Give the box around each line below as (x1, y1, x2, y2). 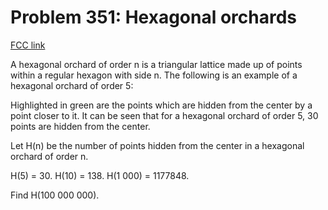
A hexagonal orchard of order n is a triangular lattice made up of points (10, 58, 303, 70)
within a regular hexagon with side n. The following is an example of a (10, 69, 298, 81)
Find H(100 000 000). (10, 189, 100, 201)
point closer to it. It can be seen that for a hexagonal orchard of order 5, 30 (10, 109, 319, 121)
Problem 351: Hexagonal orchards (10, 6, 298, 29)
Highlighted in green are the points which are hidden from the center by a (10, 99, 313, 111)
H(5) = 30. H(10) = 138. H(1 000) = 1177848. (10, 169, 190, 181)
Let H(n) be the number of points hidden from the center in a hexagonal (10, 139, 305, 151)
